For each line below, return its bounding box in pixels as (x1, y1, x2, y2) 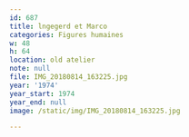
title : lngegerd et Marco (9, 22, 107, 31)
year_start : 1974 (9, 89, 75, 98)
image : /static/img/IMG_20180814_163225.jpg (9, 106, 181, 115)
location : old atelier (9, 55, 95, 64)
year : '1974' (9, 81, 59, 90)
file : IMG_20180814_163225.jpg (9, 73, 128, 82)
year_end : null (9, 97, 67, 107)
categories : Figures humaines (9, 30, 124, 39)
